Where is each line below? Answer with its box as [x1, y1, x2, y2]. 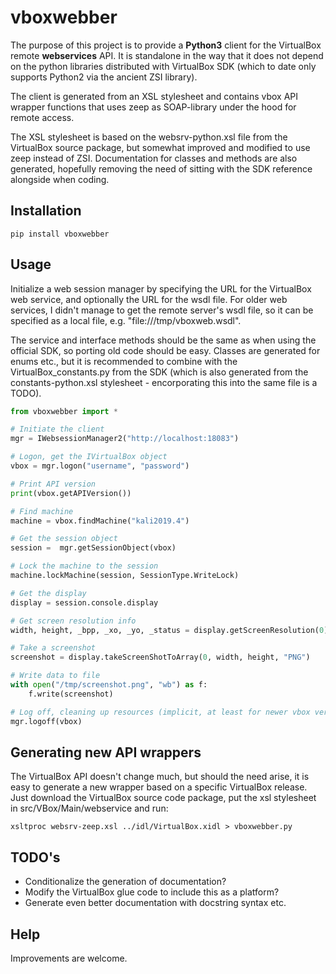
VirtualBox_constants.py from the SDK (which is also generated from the [10, 366, 309, 378]
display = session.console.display [10, 597, 159, 608]
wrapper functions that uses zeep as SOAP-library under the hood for [10, 101, 297, 113]
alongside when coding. [10, 173, 110, 185]
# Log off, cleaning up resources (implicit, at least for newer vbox [10, 707, 311, 717]
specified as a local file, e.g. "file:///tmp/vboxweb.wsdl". [10, 314, 242, 326]
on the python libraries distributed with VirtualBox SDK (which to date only [10, 60, 317, 72]
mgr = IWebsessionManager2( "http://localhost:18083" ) [10, 434, 240, 444]
